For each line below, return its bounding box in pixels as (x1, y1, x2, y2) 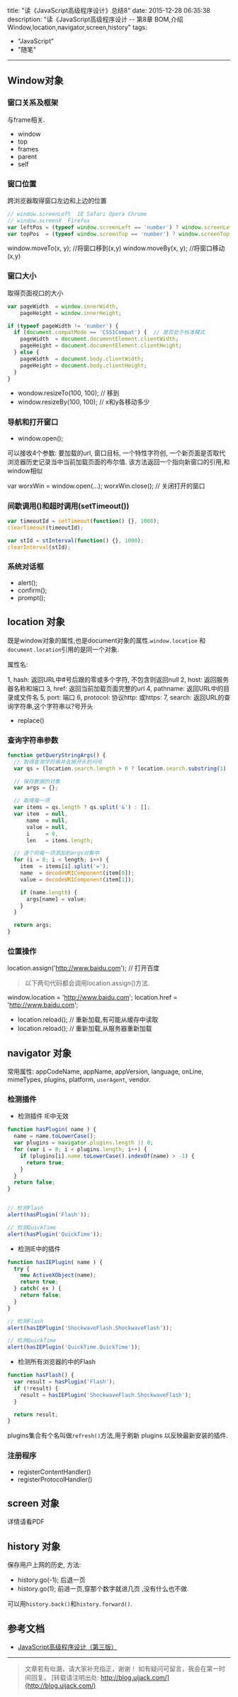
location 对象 (7, 616, 65, 628)
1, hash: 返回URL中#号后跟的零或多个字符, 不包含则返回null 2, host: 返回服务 (7, 675, 229, 684)
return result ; (13, 1410, 59, 1418)
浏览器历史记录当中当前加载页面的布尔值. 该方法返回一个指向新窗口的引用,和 (7, 457, 230, 466)
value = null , (25, 823, 69, 830)
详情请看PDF (7, 1517, 45, 1526)
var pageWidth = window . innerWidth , (7, 303, 119, 310)
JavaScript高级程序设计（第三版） (17, 1643, 118, 1652)
